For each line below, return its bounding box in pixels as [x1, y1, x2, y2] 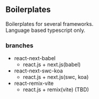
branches [5, 41, 34, 49]
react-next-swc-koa [14, 67, 63, 74]
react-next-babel [14, 55, 56, 62]
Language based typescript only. [5, 27, 86, 34]
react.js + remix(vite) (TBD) [22, 86, 90, 93]
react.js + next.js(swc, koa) [22, 74, 89, 81]
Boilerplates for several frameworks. [5, 20, 94, 27]
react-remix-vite [14, 80, 54, 87]
